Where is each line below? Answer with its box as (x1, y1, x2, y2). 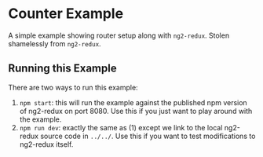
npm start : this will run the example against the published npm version (19, 97, 247, 107)
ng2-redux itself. (19, 139, 74, 149)
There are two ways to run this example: (8, 82, 139, 92)
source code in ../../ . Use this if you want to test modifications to (40, 131, 256, 141)
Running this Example (8, 62, 117, 75)
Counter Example (8, 5, 124, 23)
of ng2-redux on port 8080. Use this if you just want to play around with (19, 106, 253, 115)
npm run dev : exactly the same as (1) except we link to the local (19, 122, 223, 132)
